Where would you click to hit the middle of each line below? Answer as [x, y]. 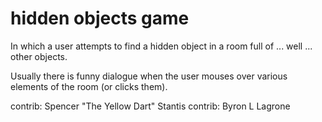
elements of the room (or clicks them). [89, 86]
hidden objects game [100, 18]
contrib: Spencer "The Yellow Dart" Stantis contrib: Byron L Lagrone [150, 106]
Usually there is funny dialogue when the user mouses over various [149, 76]
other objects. [39, 56]
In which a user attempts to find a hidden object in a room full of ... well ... [161, 46]
